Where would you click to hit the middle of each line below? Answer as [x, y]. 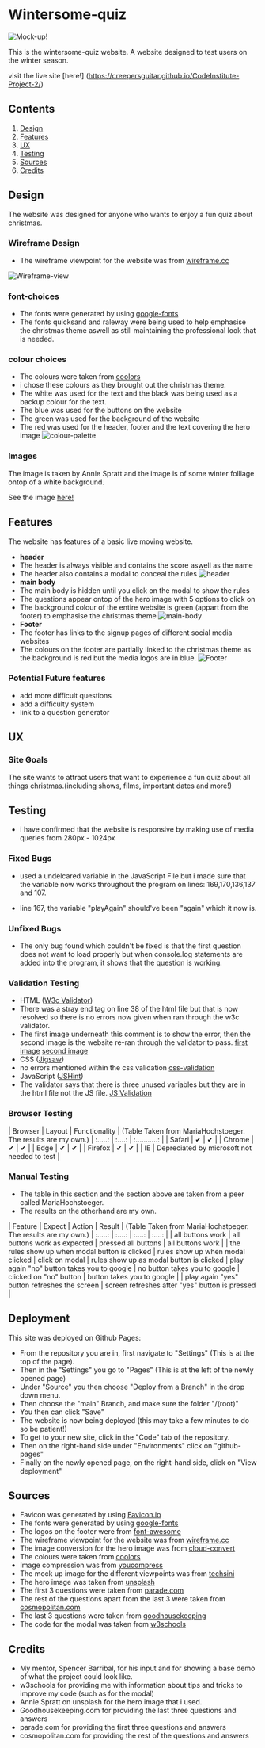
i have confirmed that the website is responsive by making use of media [137, 829]
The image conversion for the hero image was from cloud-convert [127, 1548]
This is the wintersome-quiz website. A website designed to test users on [128, 52]
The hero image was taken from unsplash [87, 1582]
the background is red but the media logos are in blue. [108, 658]
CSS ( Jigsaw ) [42, 1059]
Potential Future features [57, 678]
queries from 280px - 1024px [67, 838]
